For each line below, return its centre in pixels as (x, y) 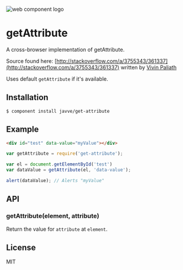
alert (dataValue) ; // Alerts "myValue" (55, 181)
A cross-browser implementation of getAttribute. (65, 49)
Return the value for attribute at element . (57, 229)
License (21, 248)
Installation (27, 98)
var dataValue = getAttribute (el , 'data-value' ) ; (69, 170)
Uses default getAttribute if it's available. (57, 79)
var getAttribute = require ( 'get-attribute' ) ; (65, 154)
